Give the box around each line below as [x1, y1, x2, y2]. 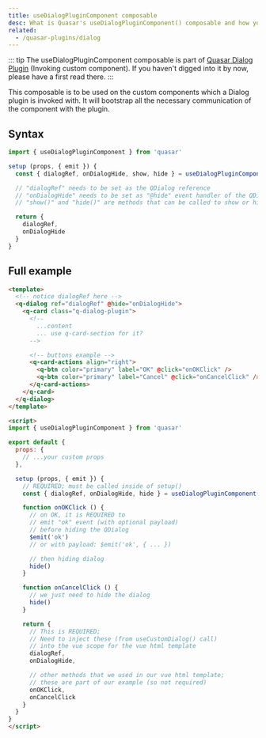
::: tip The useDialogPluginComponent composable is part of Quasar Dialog [8, 55, 253, 65]
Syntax [8, 127, 44, 141]
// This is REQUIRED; [28, 627, 101, 635]
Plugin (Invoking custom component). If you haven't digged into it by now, [8, 64, 249, 74]
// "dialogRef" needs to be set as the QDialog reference [15, 184, 211, 192]
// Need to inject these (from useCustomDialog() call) [28, 634, 218, 643]
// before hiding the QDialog [28, 526, 129, 534]
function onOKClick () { [22, 504, 104, 512]
